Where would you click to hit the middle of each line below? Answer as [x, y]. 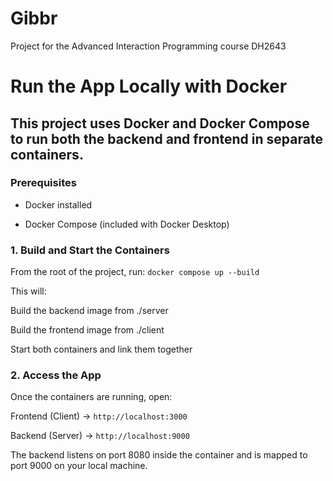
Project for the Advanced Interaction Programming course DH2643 [148, 46]
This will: [28, 291]
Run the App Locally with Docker [149, 86]
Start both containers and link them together [101, 349]
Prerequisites [43, 183]
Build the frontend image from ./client [87, 330]
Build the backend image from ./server [89, 311]
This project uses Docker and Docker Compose [160, 123]
